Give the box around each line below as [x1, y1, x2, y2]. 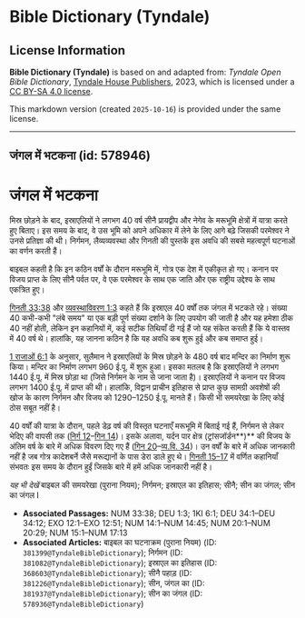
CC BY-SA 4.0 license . [9, 86, 93, 96]
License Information [9, 43, 125, 58]
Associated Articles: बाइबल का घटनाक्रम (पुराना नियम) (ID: [22, 537, 218, 548]
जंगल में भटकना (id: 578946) [9, 148, 152, 164]
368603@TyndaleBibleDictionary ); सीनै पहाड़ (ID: [22, 568, 192, 579]
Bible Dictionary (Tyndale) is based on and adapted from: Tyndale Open [9, 66, 281, 77]
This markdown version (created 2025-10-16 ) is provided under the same [9, 104, 281, 115]
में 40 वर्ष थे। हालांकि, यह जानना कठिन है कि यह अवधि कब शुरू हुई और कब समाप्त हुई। [9, 334, 263, 344]
